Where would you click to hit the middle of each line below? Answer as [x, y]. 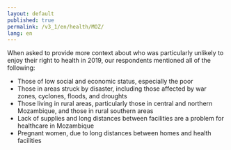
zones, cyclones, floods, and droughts [72, 96]
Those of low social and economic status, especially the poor [105, 82]
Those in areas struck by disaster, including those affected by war [112, 89]
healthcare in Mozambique [56, 126]
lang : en [20, 33]
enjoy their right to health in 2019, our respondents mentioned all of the [109, 61]
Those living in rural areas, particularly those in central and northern [115, 104]
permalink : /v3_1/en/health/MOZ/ [56, 27]
